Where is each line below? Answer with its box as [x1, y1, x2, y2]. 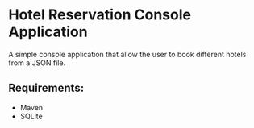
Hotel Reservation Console [8, 6, 192, 24]
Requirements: [8, 81, 85, 95]
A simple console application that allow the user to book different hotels [8, 49, 247, 59]
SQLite [19, 111, 43, 121]
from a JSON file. [8, 58, 66, 68]
